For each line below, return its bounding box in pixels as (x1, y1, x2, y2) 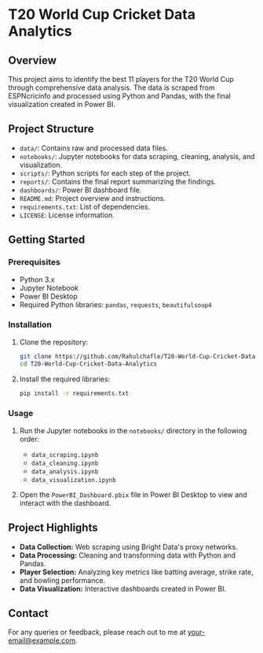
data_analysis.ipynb (31, 467, 99, 476)
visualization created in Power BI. (8, 100, 116, 109)
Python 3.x (19, 274, 55, 284)
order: (19, 434, 40, 443)
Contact (8, 607, 49, 620)
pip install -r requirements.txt (19, 389, 130, 397)
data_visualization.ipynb (31, 476, 116, 484)
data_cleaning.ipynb (31, 459, 99, 467)
